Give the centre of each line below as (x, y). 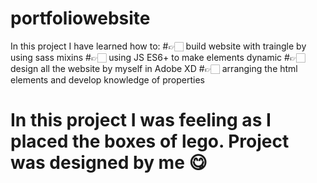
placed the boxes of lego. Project (150, 141)
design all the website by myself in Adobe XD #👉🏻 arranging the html (154, 68)
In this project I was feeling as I (141, 120)
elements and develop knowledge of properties (107, 79)
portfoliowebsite (80, 18)
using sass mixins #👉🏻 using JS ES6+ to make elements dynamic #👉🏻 (158, 57)
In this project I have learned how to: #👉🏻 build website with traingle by (158, 46)
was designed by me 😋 (109, 163)
